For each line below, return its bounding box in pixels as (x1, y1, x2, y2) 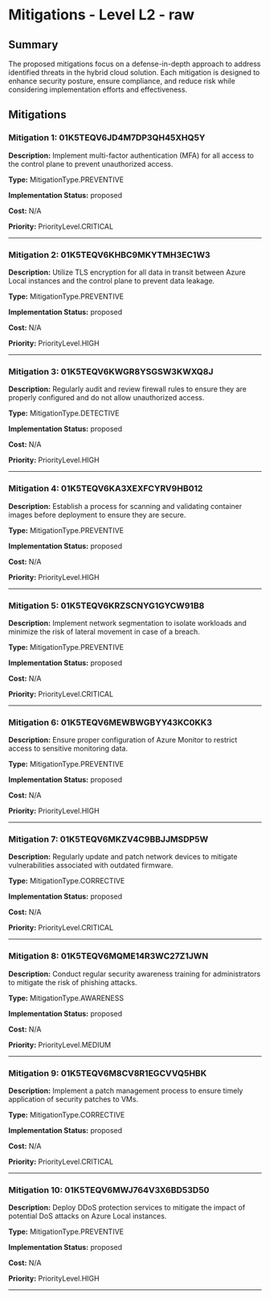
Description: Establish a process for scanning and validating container (8, 501, 243, 511)
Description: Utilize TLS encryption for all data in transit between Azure (8, 267, 247, 277)
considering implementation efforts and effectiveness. (8, 85, 187, 94)
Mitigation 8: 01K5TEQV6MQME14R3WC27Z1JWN (8, 950, 209, 962)
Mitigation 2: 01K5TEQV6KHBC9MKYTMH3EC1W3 (8, 249, 211, 260)
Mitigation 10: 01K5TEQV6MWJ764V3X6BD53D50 (8, 1184, 210, 1195)
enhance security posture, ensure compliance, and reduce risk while (8, 77, 235, 85)
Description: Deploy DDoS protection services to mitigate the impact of (8, 1202, 246, 1213)
